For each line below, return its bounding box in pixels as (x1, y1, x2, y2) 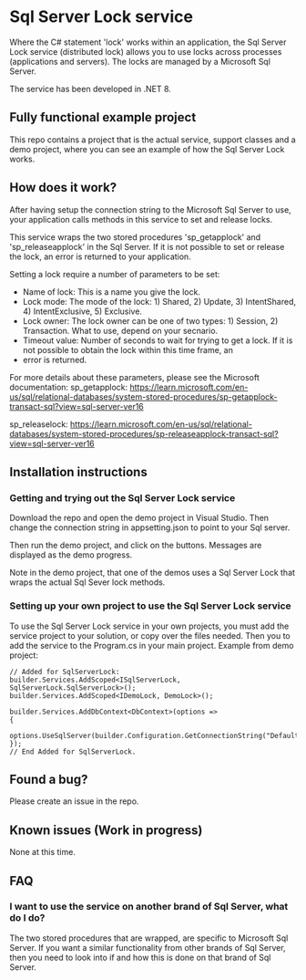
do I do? (9, 912, 46, 924)
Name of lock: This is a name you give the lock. (22, 286, 200, 297)
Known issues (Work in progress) (9, 822, 203, 838)
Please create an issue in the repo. (9, 796, 139, 807)
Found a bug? (9, 771, 88, 787)
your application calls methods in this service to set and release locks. (9, 214, 273, 224)
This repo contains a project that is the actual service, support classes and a (9, 134, 296, 145)
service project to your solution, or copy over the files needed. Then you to (9, 630, 291, 641)
